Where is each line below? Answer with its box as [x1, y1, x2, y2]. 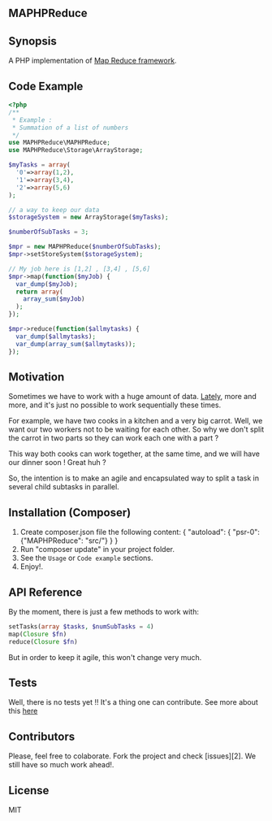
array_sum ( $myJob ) [23, 295, 85, 303]
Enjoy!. [19, 562, 43, 571]
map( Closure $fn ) [8, 630, 67, 638]
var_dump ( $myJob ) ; [15, 280, 79, 288]
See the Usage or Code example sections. [19, 553, 153, 563]
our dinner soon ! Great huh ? [8, 458, 107, 467]
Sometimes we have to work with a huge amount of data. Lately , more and [8, 392, 257, 402]
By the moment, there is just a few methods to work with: [8, 606, 199, 616]
